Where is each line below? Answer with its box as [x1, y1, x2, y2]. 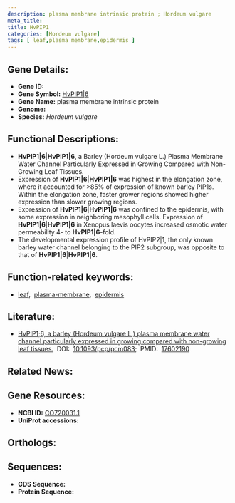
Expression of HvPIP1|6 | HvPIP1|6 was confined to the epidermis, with [17, 204, 224, 214]
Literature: [7, 311, 56, 323]
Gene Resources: [7, 390, 85, 402]
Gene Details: [7, 63, 69, 76]
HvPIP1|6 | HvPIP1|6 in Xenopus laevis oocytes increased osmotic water [17, 220, 228, 229]
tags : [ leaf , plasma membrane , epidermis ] [7, 37, 135, 44]
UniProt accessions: [17, 416, 80, 425]
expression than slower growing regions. [17, 197, 137, 206]
